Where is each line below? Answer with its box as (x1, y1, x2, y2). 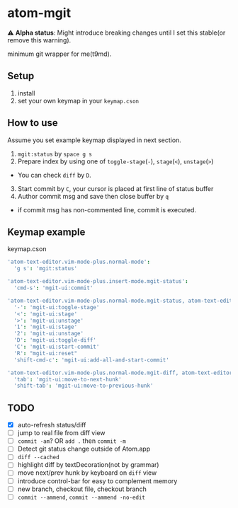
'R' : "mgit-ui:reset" (13, 350, 78, 357)
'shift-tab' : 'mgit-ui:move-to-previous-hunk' (13, 382, 154, 390)
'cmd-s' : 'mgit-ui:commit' (13, 284, 93, 291)
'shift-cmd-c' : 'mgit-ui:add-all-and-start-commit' (13, 356, 170, 364)
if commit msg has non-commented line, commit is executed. (17, 205, 197, 214)
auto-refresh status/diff (17, 421, 86, 429)
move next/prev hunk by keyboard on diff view (17, 468, 157, 477)
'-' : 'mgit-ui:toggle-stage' (13, 304, 100, 311)
